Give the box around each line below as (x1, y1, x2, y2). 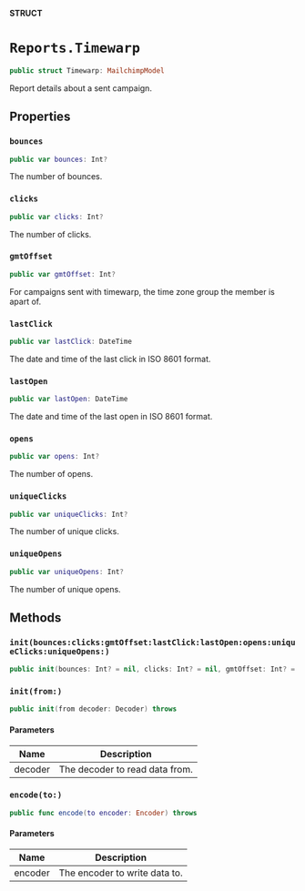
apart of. (9, 296, 42, 307)
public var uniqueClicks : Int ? (9, 510, 128, 519)
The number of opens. (9, 469, 94, 480)
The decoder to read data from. (58, 763, 193, 775)
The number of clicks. (9, 228, 92, 239)
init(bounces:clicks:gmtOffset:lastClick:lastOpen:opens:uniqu (9, 637, 296, 647)
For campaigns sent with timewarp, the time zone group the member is (9, 286, 275, 297)
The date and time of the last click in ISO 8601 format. (9, 353, 211, 364)
